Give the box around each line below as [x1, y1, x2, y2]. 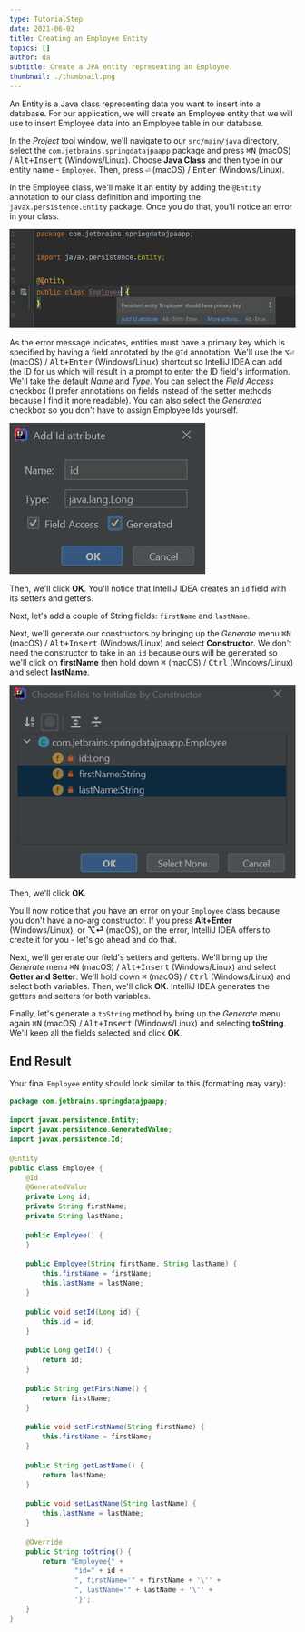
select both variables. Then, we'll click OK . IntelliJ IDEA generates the [9, 980, 271, 991]
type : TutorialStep [9, 15, 84, 24]
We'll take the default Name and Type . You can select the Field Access [9, 375, 274, 386]
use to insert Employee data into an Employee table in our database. [9, 117, 264, 128]
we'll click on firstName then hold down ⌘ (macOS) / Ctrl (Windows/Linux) [9, 656, 294, 667]
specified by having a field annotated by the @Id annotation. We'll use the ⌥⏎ [9, 346, 295, 357]
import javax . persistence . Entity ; [9, 1116, 141, 1125]
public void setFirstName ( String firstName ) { [25, 1423, 205, 1432]
